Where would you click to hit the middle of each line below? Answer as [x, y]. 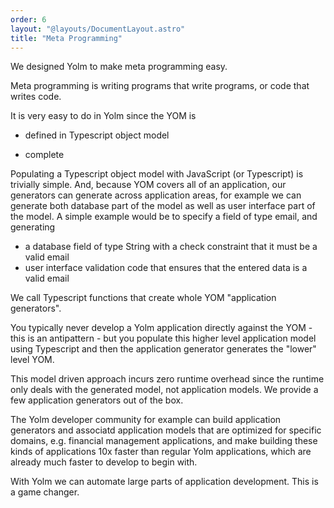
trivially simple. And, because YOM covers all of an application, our [148, 185]
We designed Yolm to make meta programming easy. [119, 67]
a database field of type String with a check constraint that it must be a [171, 247]
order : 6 [28, 19]
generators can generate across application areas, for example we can [156, 195]
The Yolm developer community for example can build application [146, 420]
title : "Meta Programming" [66, 38]
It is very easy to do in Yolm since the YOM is [103, 116]
